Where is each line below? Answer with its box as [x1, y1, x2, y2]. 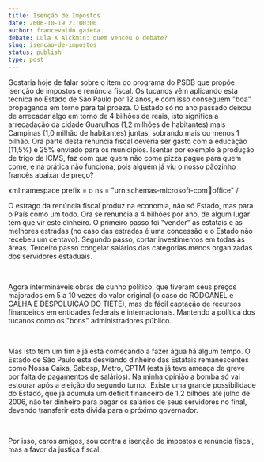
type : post [8, 56, 44, 64]
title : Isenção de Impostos [8, 11, 101, 20]
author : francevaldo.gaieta [8, 26, 101, 34]
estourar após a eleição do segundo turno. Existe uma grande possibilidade [8, 380, 257, 389]
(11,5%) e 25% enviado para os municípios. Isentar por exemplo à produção [8, 144, 255, 155]
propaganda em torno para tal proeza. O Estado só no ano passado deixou [8, 102, 251, 112]
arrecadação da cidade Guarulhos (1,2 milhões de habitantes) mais [8, 120, 226, 129]
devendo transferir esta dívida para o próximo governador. [8, 405, 199, 414]
